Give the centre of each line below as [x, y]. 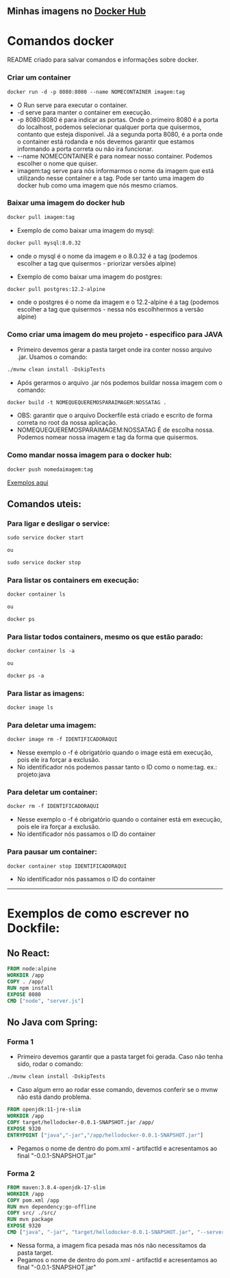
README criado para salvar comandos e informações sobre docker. [103, 60]
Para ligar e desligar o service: [59, 523]
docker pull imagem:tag [41, 217]
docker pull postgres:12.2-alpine [56, 289]
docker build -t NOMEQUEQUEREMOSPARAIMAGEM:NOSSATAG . [87, 402]
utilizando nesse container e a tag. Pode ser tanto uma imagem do [111, 178]
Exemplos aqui [28, 483]
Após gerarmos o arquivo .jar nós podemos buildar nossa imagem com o [119, 382]
